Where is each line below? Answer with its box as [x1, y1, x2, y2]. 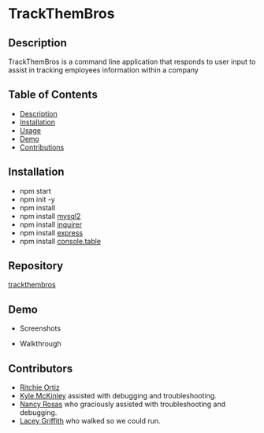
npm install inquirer [19, 220, 83, 229]
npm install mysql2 [19, 211, 81, 220]
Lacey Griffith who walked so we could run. [19, 416, 161, 426]
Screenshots [19, 324, 61, 333]
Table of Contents [8, 88, 99, 102]
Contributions [19, 142, 65, 152]
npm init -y [19, 194, 55, 204]
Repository [8, 259, 64, 272]
